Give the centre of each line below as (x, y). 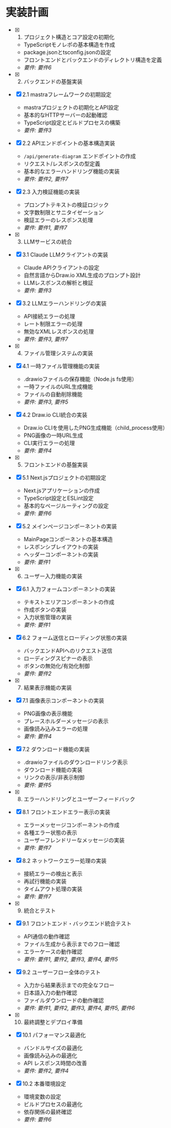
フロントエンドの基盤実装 (56, 464)
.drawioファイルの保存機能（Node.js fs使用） (80, 379)
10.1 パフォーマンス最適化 (54, 1035)
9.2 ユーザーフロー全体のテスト (61, 972)
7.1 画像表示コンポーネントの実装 (63, 700)
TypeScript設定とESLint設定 (58, 498)
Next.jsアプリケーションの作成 (62, 490)
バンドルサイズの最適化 (53, 1048)
